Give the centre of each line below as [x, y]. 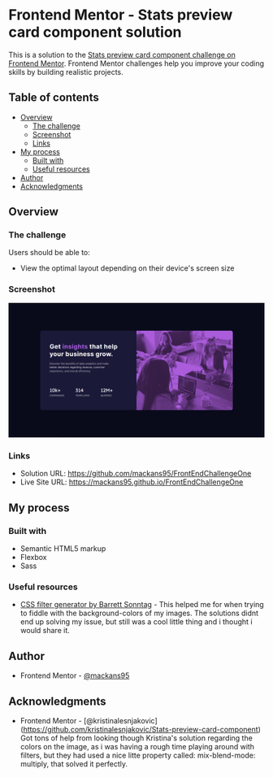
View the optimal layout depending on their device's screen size [127, 268]
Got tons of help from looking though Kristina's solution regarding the [136, 738]
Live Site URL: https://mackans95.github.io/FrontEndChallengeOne [132, 482]
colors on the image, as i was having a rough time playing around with [137, 746]
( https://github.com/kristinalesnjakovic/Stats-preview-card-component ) [141, 729]
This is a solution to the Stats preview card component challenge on [122, 54]
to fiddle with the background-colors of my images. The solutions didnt [139, 613]
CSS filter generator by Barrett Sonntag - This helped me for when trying [142, 605]
